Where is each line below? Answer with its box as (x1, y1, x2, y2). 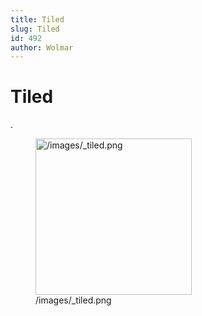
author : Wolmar (10, 42, 74, 53)
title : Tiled (10, 14, 65, 25)
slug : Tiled (10, 24, 60, 34)
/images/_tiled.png (35, 294, 112, 306)
